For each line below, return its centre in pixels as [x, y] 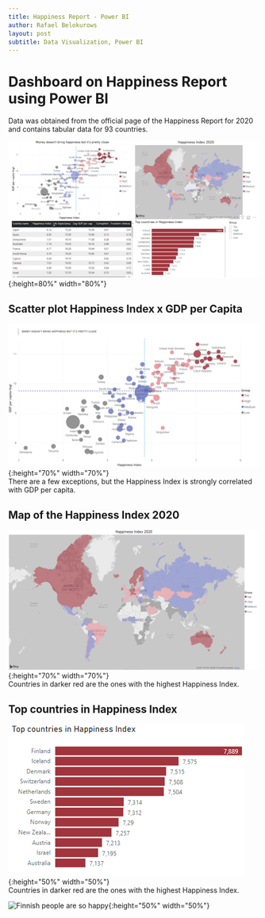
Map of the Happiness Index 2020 [94, 515]
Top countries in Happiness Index [93, 709]
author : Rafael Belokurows [53, 25]
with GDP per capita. [42, 490]
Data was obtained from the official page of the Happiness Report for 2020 [131, 121]
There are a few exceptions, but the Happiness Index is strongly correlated [130, 482]
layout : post [30, 33]
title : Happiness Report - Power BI [69, 17]
